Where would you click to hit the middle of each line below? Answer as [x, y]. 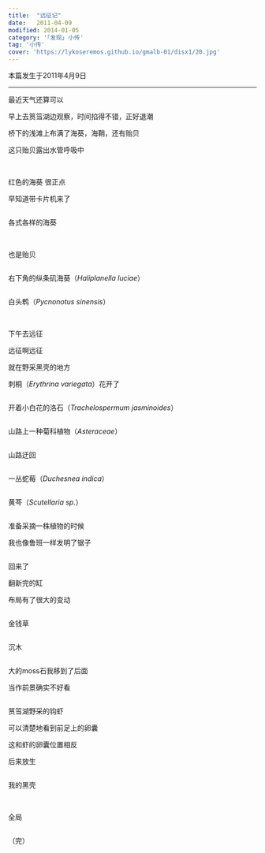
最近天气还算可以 [36, 100]
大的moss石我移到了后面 [48, 670]
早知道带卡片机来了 [39, 199]
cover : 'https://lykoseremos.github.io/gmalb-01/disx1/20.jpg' [114, 52]
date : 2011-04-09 [40, 23]
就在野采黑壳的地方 [39, 367]
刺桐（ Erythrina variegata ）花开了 [64, 384]
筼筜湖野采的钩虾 [36, 711]
